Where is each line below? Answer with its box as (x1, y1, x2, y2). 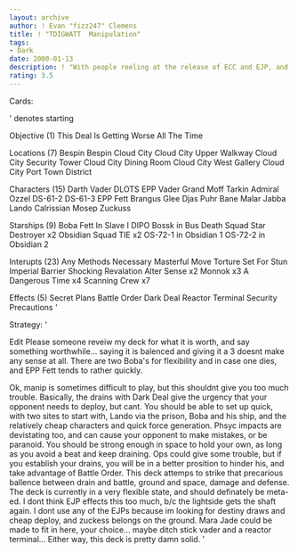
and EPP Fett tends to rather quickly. (9, 365, 143, 376)
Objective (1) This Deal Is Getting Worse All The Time (9, 130, 203, 141)
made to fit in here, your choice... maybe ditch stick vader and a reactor (9, 524, 272, 535)
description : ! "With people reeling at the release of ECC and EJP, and (9, 63, 289, 72)
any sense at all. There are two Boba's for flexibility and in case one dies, (9, 355, 278, 366)
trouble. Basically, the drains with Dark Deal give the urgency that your (9, 392, 268, 402)
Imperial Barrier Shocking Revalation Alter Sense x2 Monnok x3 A (9, 265, 249, 276)
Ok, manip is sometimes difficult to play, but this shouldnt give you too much (9, 382, 289, 392)
